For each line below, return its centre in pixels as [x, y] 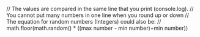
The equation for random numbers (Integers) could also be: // [84, 22]
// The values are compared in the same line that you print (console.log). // [100, 9]
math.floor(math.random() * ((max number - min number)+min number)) [97, 28]
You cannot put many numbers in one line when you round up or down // [98, 15]
